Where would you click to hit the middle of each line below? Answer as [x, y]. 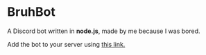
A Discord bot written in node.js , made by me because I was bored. [104, 31]
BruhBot [31, 12]
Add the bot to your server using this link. [66, 44]
